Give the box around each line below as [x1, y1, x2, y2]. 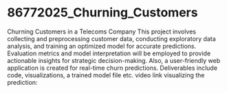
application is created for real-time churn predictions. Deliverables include [7, 64, 218, 72]
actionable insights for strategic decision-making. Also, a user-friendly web [7, 56, 221, 64]
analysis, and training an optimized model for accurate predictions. [7, 42, 197, 50]
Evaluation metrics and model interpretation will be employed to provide [7, 49, 211, 57]
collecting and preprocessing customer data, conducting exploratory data [7, 34, 217, 42]
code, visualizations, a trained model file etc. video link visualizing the [7, 70, 205, 79]
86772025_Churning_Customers [7, 5, 198, 21]
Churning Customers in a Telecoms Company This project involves [7, 27, 197, 36]
